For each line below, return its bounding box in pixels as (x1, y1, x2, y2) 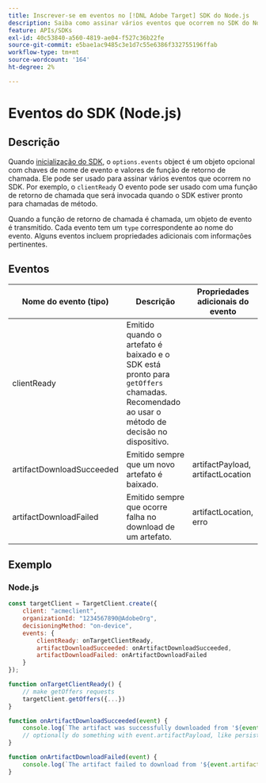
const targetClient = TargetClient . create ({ (8, 600, 158, 608)
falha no (126, 511, 157, 522)
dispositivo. (126, 436, 169, 447)
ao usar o (126, 406, 161, 417)
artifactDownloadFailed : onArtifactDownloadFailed (36, 651, 207, 659)
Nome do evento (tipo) (21, 296, 109, 307)
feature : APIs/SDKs (8, 26, 73, 34)
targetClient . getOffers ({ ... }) (22, 695, 126, 703)
